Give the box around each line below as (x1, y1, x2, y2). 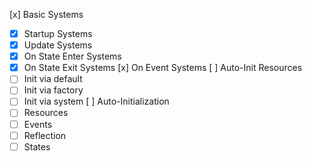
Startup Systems (23, 28, 93, 39)
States (23, 140, 51, 153)
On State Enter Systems (23, 50, 122, 63)
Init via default (23, 73, 83, 85)
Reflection (23, 129, 67, 141)
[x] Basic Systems (9, 9, 84, 20)
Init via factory (23, 84, 84, 96)
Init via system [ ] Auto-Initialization (23, 95, 170, 108)
